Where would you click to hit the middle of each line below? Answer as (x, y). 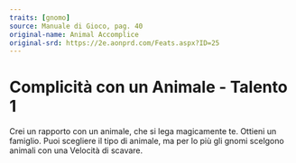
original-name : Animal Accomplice (74, 34)
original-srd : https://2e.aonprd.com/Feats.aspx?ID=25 (115, 43)
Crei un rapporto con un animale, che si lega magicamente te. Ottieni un (143, 131)
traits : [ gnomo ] (40, 18)
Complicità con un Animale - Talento (148, 87)
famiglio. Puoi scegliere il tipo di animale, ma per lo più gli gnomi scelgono (147, 141)
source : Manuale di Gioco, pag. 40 (76, 26)
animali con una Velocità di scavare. (76, 150)
